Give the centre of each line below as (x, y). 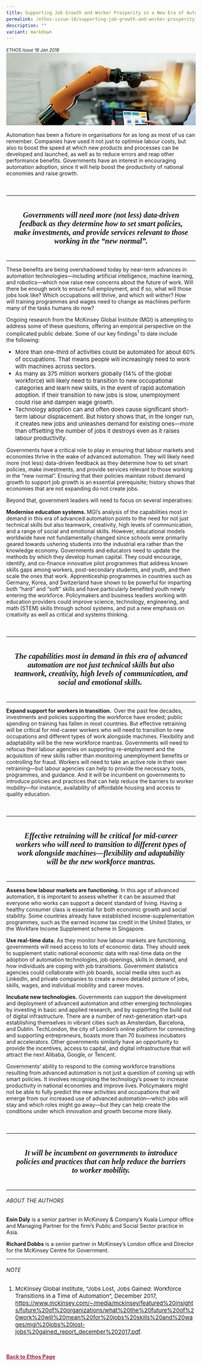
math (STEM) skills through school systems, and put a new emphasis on (95, 608)
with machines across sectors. (55, 366)
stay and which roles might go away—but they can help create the (88, 1105)
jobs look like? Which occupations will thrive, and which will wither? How (96, 295)
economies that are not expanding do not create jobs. (73, 488)
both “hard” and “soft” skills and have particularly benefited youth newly (96, 589)
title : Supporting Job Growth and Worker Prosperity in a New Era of (95, 13)
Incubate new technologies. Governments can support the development (96, 997)
